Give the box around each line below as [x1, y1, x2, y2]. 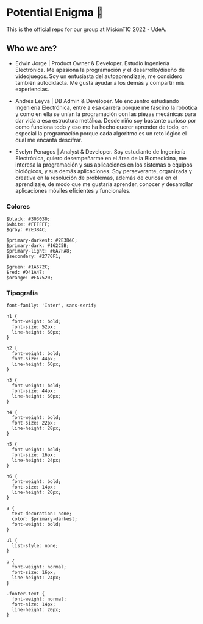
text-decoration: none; [12, 511, 72, 517]
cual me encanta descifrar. [15, 136, 83, 143]
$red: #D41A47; [6, 270, 45, 276]
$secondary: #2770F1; [6, 253, 62, 260]
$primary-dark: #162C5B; [6, 243, 69, 249]
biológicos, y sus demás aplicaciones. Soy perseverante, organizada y [15, 167, 192, 174]
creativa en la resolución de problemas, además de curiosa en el [15, 174, 178, 181]
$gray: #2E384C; [6, 227, 48, 233]
